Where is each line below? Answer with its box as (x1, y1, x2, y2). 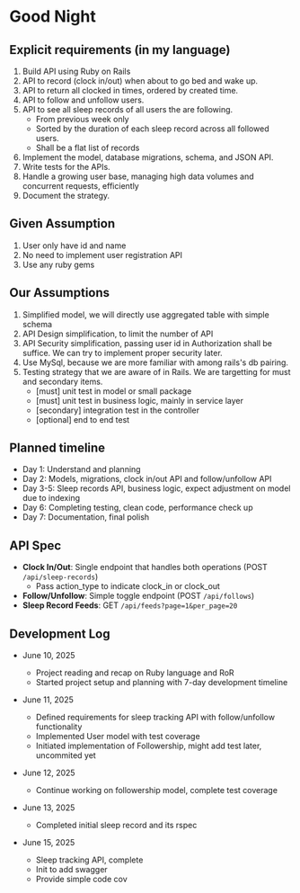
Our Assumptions (9, 285, 110, 300)
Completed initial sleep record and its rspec (35, 820, 198, 831)
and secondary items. (22, 376, 103, 387)
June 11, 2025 (22, 694, 75, 705)
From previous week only (35, 114, 129, 124)
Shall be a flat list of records (35, 142, 140, 153)
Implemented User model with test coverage (35, 731, 200, 742)
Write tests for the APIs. (22, 162, 110, 172)
